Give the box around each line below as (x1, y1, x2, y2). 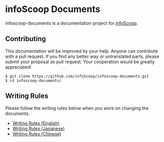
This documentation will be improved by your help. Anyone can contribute (5, 48, 158, 54)
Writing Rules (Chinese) (12, 130, 62, 136)
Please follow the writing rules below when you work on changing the (5, 105, 149, 111)
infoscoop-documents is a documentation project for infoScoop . (5, 20, 138, 26)
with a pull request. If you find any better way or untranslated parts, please (5, 53, 159, 59)
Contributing (5, 35, 46, 43)
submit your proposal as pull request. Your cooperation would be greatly (5, 59, 155, 65)
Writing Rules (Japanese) (12, 125, 65, 131)
